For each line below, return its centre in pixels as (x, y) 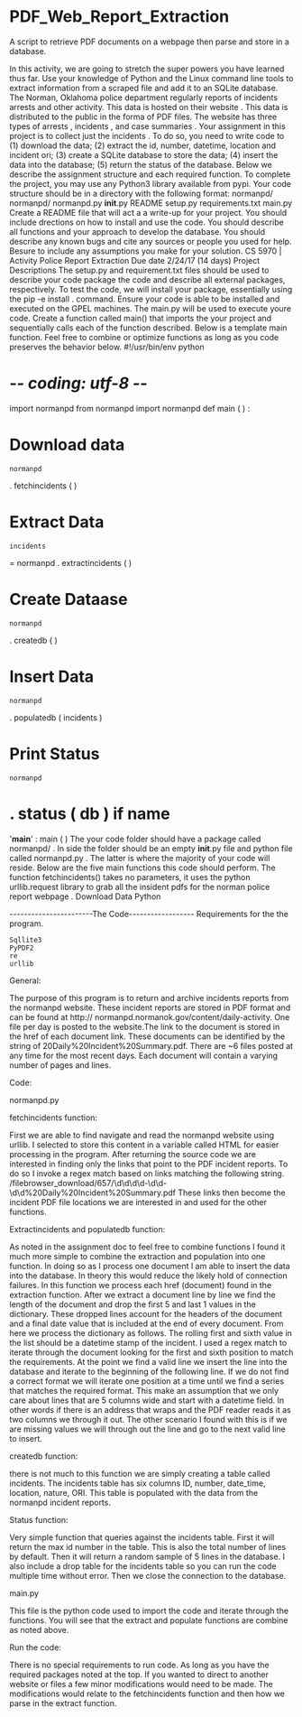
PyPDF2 (22, 948)
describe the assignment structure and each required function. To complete (150, 174)
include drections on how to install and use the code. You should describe (146, 222)
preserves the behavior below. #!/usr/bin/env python (107, 347)
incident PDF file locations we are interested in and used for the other (138, 1202)
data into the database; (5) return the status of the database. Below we (141, 164)
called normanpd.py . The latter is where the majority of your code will (140, 858)
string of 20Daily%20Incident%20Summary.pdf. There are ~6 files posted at (151, 1045)
